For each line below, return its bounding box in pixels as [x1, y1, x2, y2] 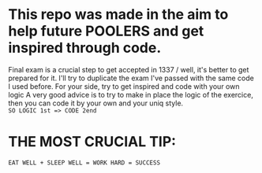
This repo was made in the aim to [8, 6, 229, 24]
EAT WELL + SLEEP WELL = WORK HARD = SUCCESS [8, 159, 160, 167]
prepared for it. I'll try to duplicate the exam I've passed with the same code [8, 73, 254, 83]
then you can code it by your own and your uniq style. [8, 98, 184, 108]
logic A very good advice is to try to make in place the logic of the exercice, [8, 90, 254, 99]
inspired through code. [8, 39, 162, 57]
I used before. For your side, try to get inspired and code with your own [8, 81, 240, 91]
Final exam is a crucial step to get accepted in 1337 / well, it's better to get [8, 64, 249, 74]
